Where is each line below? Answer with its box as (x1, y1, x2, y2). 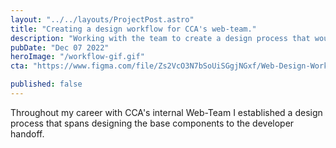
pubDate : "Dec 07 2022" (10, 42, 110, 53)
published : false (10, 79, 83, 90)
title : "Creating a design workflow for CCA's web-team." (10, 24, 257, 34)
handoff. (10, 127, 45, 140)
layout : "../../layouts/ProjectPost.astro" (10, 14, 195, 25)
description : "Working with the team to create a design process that (10, 33, 311, 43)
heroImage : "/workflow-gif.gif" (10, 52, 145, 62)
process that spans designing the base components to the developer (10, 117, 295, 129)
